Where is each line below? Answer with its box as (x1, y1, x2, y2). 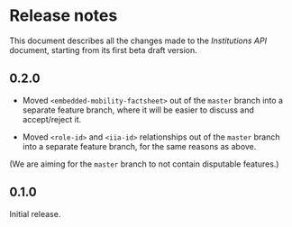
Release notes (9, 5, 118, 26)
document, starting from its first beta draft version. (9, 44, 197, 55)
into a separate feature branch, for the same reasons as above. (22, 141, 257, 151)
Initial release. (9, 208, 61, 219)
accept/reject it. (22, 113, 82, 124)
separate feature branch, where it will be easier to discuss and (22, 104, 255, 115)
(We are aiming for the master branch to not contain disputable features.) (9, 159, 279, 169)
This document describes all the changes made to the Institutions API (9, 35, 268, 46)
